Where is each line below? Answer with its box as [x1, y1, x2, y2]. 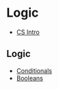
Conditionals [16, 66, 52, 74]
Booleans [16, 74, 43, 82]
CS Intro [16, 28, 40, 36]
